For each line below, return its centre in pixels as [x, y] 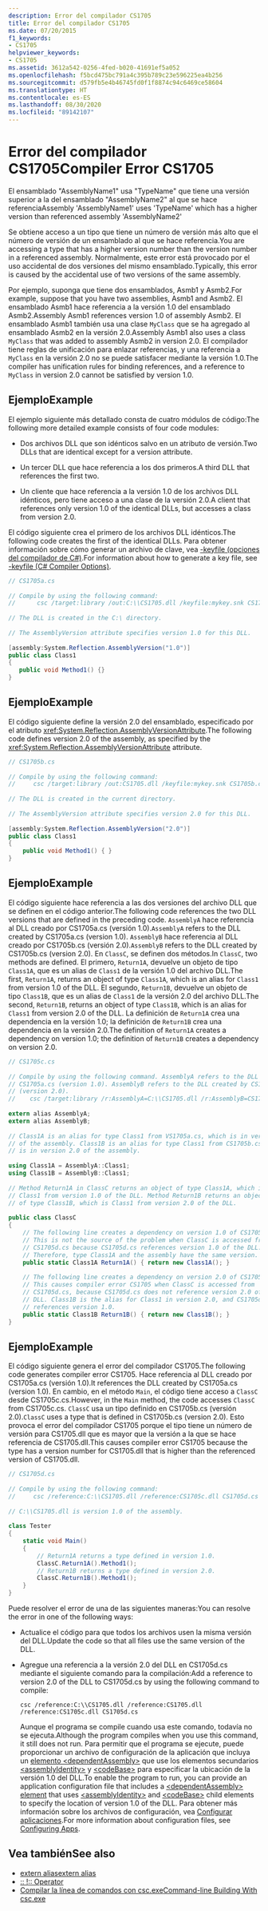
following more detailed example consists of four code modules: [114, 428]
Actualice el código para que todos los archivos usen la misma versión [136, 1633]
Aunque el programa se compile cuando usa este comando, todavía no [136, 1727]
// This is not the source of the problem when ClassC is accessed [137, 1240]
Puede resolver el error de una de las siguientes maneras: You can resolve [130, 1609]
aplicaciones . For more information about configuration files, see [125, 1821]
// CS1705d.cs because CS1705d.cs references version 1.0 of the [134, 1247]
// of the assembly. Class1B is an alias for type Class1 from [116, 1143]
